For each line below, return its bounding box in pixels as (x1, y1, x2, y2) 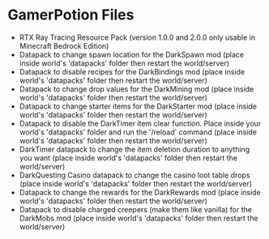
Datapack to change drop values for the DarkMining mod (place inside (19, 83, 254, 94)
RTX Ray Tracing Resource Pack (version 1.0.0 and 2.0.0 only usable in (19, 32, 256, 42)
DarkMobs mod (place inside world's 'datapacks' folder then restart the (19, 213, 258, 223)
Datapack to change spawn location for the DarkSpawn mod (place (19, 49, 245, 59)
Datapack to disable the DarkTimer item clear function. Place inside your (19, 118, 262, 128)
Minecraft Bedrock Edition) (19, 41, 109, 50)
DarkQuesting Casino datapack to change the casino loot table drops (19, 170, 250, 180)
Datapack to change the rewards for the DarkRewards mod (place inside (19, 187, 261, 197)
